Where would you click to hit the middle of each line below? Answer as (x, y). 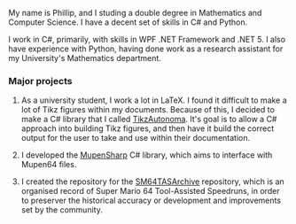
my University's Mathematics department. (85, 58)
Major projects (40, 81)
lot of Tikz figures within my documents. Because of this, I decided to (148, 110)
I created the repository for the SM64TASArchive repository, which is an (152, 182)
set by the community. (62, 210)
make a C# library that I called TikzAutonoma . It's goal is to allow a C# (149, 120)
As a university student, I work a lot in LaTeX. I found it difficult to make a (154, 100)
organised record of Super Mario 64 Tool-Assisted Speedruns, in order (150, 191)
